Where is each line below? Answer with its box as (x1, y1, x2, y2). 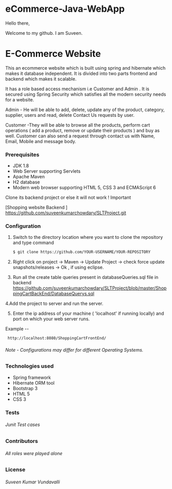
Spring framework (12, 374, 51, 380)
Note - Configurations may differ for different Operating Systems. (5, 347, 144, 353)
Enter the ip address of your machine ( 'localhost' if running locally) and (12, 311, 164, 317)
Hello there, (5, 20, 30, 26)
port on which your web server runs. (12, 316, 90, 322)
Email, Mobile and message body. (5, 138, 77, 144)
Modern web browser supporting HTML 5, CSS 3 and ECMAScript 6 (12, 185, 156, 191)
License (5, 466, 26, 473)
